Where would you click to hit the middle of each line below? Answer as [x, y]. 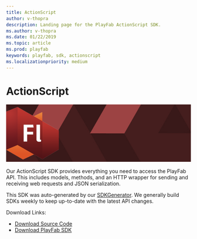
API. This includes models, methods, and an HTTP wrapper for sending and [97, 178]
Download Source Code [43, 224]
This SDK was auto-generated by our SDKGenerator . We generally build [93, 195]
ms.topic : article [28, 43]
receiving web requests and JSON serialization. [64, 183]
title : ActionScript [31, 12]
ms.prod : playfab [27, 50]
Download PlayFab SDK [43, 230]
